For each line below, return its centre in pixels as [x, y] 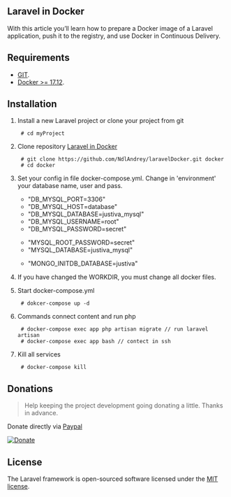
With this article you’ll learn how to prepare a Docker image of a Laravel [110, 28]
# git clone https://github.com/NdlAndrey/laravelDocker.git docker [122, 159]
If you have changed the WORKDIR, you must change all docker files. [117, 277]
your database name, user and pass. [70, 186]
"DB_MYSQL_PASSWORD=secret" [77, 229]
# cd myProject [43, 134]
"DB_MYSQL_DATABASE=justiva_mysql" [86, 214]
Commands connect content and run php [76, 317]
